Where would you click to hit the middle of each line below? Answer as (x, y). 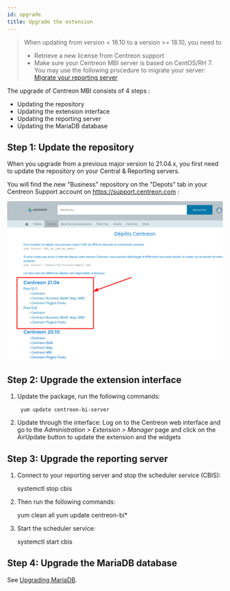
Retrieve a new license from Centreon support (99, 56)
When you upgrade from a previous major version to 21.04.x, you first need (113, 164)
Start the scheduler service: (56, 529)
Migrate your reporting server (76, 77)
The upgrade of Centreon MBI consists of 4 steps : (79, 91)
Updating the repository (51, 104)
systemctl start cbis (45, 542)
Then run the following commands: (66, 502)
